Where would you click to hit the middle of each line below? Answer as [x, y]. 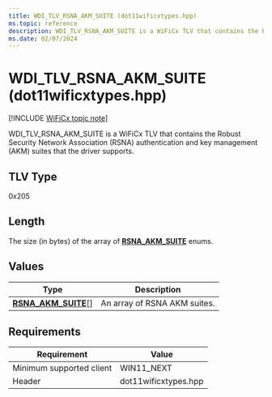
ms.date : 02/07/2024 [43, 38]
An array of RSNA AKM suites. [158, 303]
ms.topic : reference [43, 23]
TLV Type [33, 176]
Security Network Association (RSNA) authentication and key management [133, 143]
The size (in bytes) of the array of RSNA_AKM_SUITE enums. [111, 241]
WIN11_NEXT [146, 368]
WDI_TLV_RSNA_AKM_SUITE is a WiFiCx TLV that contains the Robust [125, 134]
